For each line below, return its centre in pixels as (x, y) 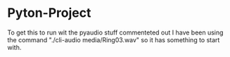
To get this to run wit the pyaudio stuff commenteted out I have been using (115, 32)
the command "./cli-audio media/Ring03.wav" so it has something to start (114, 39)
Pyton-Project (49, 13)
